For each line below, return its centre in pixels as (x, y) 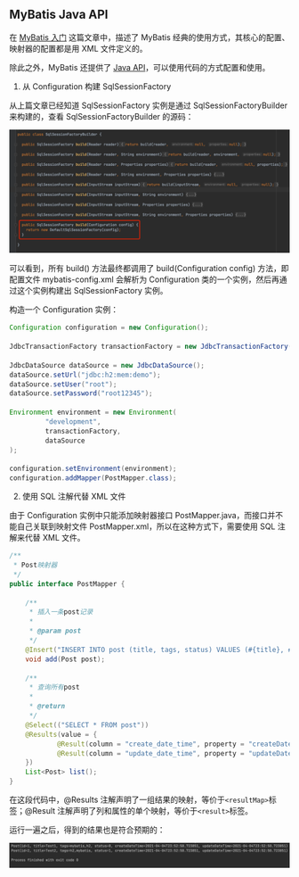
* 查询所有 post (54, 687)
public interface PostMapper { (67, 583)
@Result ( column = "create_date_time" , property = (150, 744)
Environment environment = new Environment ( (93, 413)
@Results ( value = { (61, 734)
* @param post (55, 631)
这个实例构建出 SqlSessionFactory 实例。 (92, 291)
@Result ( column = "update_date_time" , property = (150, 753)
